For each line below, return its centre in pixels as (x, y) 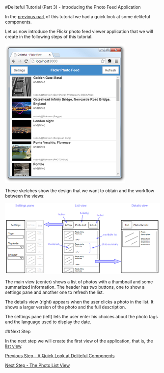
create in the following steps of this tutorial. (49, 37)
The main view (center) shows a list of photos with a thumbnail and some (79, 282)
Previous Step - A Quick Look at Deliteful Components (60, 356)
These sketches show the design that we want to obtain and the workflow (80, 191)
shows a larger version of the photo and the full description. (66, 307)
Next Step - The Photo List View (38, 365)
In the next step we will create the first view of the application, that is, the (79, 341)
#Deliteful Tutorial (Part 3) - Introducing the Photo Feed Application (73, 7)
